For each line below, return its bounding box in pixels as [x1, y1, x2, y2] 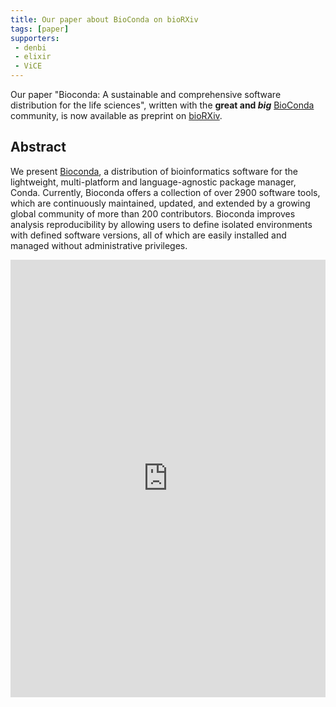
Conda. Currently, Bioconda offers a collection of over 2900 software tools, [10, 186, 321, 198]
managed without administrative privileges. [10, 239, 188, 251]
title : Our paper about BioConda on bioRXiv [10, 14, 199, 25]
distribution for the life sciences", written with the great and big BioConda [10, 99, 315, 111]
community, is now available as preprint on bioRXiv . [10, 110, 223, 121]
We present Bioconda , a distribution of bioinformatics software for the [10, 165, 299, 177]
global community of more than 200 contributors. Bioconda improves [10, 207, 296, 220]
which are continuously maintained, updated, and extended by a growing [10, 197, 311, 209]
